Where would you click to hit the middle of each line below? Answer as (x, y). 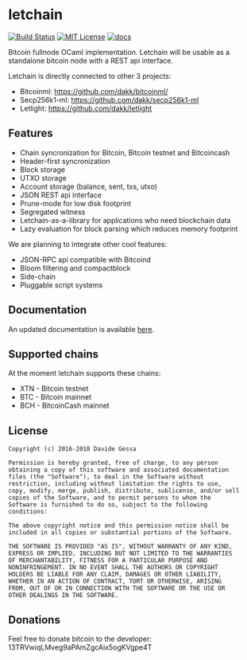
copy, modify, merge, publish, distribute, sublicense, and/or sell (124, 491)
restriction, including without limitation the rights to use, (115, 484)
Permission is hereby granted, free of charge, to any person (113, 463)
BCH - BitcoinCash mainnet (64, 406)
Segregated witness (52, 212)
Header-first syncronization (65, 161)
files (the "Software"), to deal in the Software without (106, 477)
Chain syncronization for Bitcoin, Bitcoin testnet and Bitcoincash (125, 152)
